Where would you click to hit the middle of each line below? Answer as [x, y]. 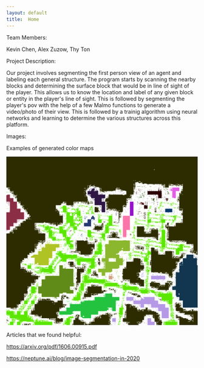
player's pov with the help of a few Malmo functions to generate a [89, 105]
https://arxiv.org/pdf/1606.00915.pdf [52, 346]
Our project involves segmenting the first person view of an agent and [94, 72]
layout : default [27, 13]
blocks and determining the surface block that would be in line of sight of [98, 86]
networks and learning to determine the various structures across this [93, 118]
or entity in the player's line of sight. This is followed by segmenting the [96, 99]
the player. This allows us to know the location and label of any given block [100, 92]
